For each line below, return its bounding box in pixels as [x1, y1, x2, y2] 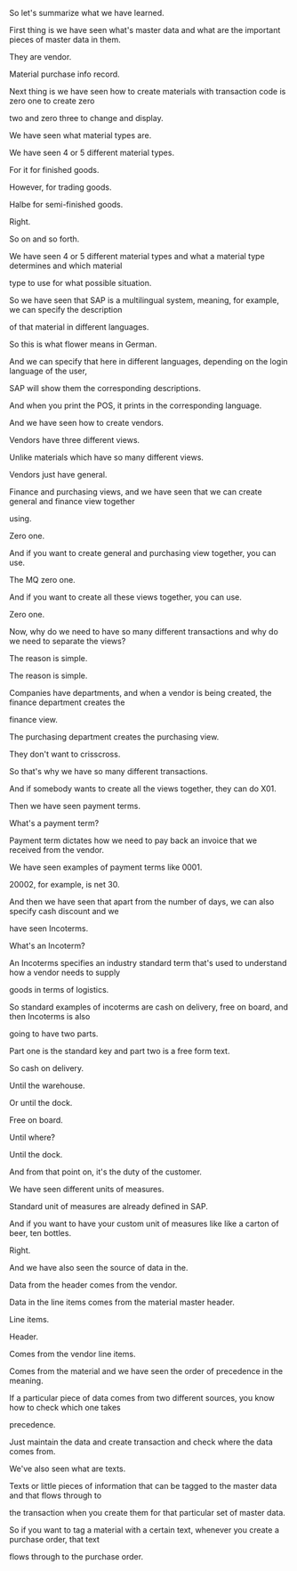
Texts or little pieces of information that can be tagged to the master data [9, 1481, 277, 1491]
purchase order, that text [9, 1534, 100, 1544]
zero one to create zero [9, 95, 95, 106]
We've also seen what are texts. [9, 1463, 126, 1474]
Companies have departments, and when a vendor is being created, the [9, 688, 272, 698]
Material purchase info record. [9, 69, 120, 79]
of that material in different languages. [9, 322, 149, 332]
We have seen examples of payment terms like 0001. [9, 862, 203, 872]
